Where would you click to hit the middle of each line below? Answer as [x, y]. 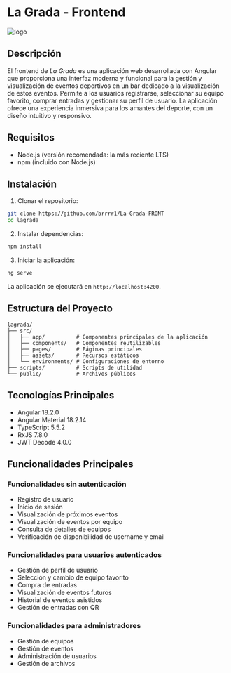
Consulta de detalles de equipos [64, 529]
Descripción [34, 54]
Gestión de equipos [45, 641]
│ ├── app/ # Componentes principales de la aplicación [108, 337]
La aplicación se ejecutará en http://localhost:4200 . [84, 286]
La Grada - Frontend [66, 12]
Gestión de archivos [46, 663]
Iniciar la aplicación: [46, 260]
